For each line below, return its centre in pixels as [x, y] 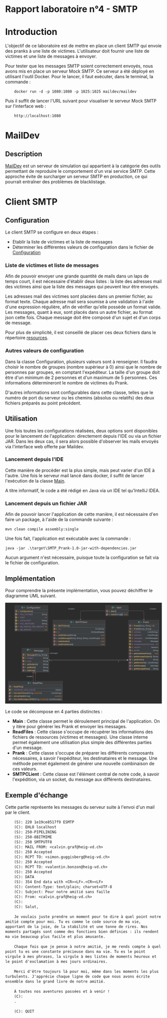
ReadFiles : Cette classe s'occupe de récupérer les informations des [83, 732]
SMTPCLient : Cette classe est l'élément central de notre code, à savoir [86, 774]
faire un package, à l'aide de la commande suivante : [59, 519]
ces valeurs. [25, 769]
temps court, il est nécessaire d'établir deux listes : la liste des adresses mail [83, 281]
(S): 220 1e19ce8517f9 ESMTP [44, 822]
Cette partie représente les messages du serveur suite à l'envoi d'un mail [80, 807]
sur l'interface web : [26, 106]
